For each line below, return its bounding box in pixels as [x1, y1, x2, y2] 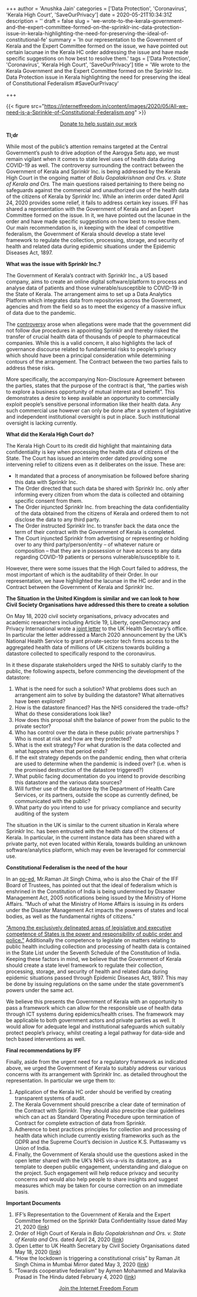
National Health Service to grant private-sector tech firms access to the [6, 637, 179, 644]
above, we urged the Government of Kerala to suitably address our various [6, 1064, 186, 1071]
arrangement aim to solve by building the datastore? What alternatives [14, 691, 185, 698]
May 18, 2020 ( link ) [14, 1248, 62, 1255]
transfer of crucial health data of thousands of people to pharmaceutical [6, 333, 181, 340]
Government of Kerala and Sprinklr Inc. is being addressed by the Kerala [6, 168, 181, 175]
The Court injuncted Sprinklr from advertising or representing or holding [14, 535, 189, 542]
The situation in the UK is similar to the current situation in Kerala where [6, 822, 179, 828]
